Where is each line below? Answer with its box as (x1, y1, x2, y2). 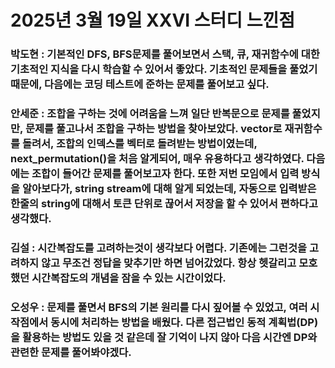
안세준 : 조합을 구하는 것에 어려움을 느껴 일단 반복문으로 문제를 (10, 107, 290, 121)
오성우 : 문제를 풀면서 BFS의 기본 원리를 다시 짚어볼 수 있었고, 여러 (10, 300, 308, 314)
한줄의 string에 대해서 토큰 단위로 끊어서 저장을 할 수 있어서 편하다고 (10, 197, 318, 211)
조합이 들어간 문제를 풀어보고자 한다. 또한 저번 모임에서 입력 (31, 167, 300, 181)
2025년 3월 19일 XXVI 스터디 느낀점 (10, 9, 296, 32)
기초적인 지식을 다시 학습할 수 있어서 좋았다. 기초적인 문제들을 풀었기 (10, 62, 318, 76)
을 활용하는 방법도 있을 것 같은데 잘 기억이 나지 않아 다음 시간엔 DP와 (10, 330, 318, 344)
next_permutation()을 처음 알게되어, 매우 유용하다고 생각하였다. (10, 152, 305, 166)
